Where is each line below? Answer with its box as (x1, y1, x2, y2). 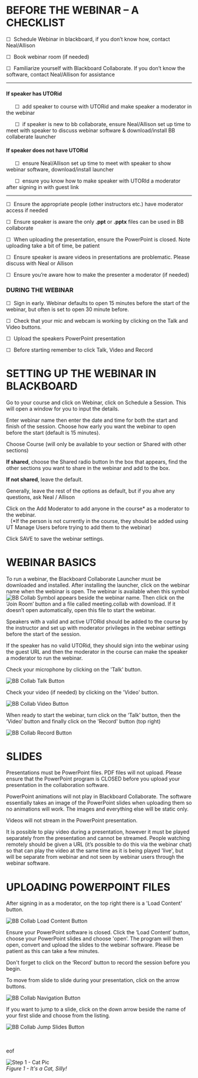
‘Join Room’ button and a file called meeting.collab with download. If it (6, 600, 176, 607)
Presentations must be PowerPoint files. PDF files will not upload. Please (6, 769, 183, 776)
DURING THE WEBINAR (6, 286, 74, 295)
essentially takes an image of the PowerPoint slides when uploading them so (6, 799, 193, 806)
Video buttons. (6, 323, 42, 330)
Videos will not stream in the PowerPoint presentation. (6, 817, 138, 824)
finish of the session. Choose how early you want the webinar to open (6, 422, 176, 430)
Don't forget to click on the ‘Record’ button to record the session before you (6, 959, 190, 966)
